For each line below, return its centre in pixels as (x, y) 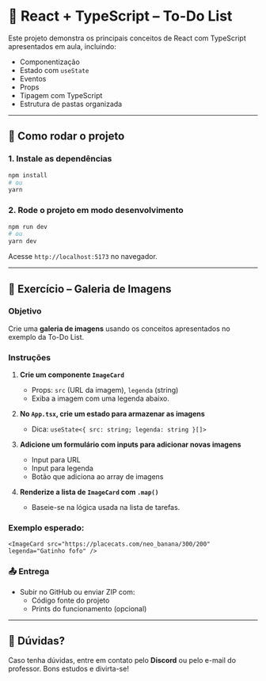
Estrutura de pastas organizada (71, 104)
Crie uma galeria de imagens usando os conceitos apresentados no (120, 329)
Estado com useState (54, 70)
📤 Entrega (29, 572)
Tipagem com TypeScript (61, 95)
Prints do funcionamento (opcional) (89, 608)
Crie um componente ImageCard (72, 375)
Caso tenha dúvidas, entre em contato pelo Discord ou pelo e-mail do (122, 660)
